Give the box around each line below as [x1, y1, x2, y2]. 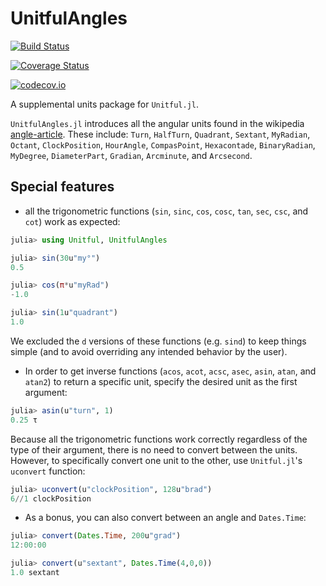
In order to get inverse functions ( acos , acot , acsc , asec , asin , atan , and [24, 365, 317, 377]
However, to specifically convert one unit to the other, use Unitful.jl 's [10, 454, 303, 466]
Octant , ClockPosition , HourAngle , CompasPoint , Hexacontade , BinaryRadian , [10, 138, 316, 151]
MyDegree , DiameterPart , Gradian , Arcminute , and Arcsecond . [10, 149, 253, 161]
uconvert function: [10, 465, 86, 477]
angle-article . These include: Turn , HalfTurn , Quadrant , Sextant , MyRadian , [10, 128, 311, 140]
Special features [10, 178, 115, 196]
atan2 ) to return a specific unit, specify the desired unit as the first [24, 375, 298, 387]
